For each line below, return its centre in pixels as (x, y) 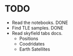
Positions (29, 38)
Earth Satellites (35, 49)
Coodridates (32, 43)
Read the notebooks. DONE (40, 22)
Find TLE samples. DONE (37, 27)
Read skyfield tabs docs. (37, 33)
